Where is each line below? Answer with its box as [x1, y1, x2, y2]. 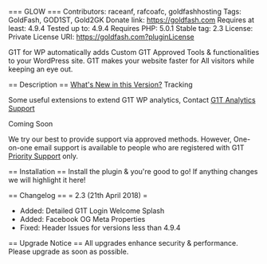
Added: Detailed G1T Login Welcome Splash [19, 206, 165, 215]
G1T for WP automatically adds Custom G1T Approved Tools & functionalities [8, 48, 260, 56]
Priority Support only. [8, 151, 78, 161]
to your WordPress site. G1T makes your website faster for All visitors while [8, 56, 255, 65]
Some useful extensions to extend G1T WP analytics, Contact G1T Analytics [8, 95, 257, 104]
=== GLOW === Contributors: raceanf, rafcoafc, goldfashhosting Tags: [8, 7, 241, 16]
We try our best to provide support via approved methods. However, [8, 134, 233, 144]
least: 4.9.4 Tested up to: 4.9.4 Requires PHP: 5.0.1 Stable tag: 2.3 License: [8, 24, 253, 33]
